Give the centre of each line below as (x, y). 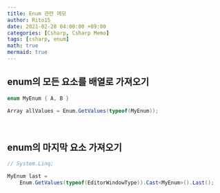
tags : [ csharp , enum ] (38, 39)
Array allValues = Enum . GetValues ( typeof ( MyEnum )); (83, 111)
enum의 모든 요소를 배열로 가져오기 (78, 82)
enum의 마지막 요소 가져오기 (64, 147)
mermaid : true (28, 53)
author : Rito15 (29, 20)
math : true (23, 46)
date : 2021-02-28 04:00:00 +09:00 (57, 26)
